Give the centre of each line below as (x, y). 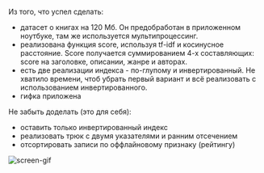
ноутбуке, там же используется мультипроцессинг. (109, 36)
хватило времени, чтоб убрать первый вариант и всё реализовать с (138, 79)
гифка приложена (50, 96)
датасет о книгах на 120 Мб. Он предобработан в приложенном (130, 27)
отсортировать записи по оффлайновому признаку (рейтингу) (128, 144)
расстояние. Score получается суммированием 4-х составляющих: (137, 53)
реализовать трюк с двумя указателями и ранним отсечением (129, 136)
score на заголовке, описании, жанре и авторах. (104, 61)
